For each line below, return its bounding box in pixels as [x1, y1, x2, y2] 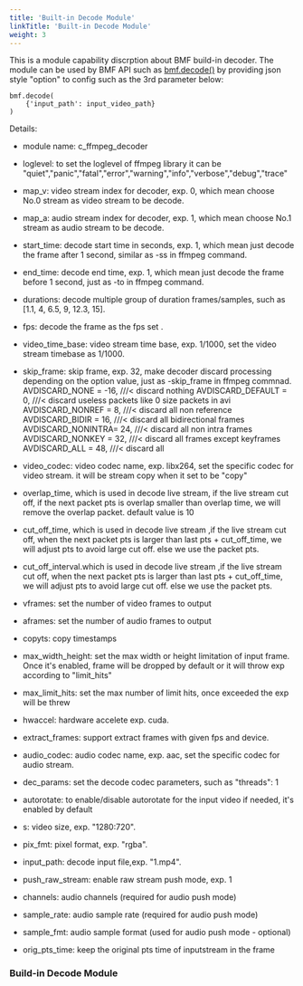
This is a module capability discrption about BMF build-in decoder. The [9, 55, 274, 66]
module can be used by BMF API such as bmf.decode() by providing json [9, 64, 282, 75]
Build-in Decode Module [9, 967, 118, 980]
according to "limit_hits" [22, 670, 113, 681]
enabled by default [22, 804, 93, 815]
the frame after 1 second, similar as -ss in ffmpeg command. [22, 250, 248, 261]
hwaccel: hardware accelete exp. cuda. [22, 714, 170, 725]
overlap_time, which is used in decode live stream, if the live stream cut [22, 488, 289, 499]
